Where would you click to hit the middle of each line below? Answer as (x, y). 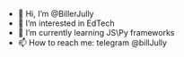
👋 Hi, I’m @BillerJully (56, 14)
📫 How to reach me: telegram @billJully (92, 43)
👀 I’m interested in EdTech (66, 23)
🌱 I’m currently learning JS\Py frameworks (96, 33)
